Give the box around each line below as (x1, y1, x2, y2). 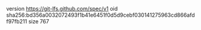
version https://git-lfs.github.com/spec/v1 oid (6, 5, 118, 12)
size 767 (28, 18, 49, 25)
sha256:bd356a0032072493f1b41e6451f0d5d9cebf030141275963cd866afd (6, 11, 195, 19)
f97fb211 (6, 18, 28, 25)
